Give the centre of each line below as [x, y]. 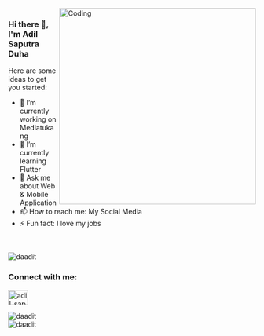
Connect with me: [43, 277]
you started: [27, 88]
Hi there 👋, [29, 24]
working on [38, 119]
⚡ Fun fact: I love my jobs [60, 224]
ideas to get [27, 79]
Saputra [24, 44]
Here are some [32, 71]
